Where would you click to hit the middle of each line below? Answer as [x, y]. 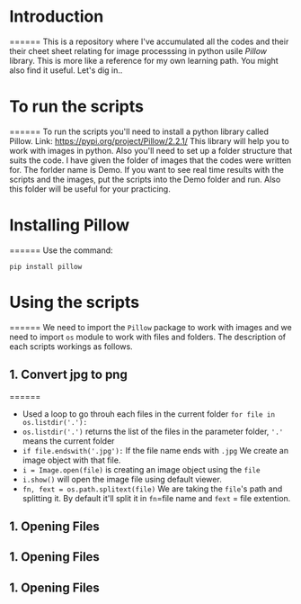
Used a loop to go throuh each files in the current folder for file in [149, 414]
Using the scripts [75, 302]
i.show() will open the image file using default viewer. [122, 479]
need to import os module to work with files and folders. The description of [147, 337]
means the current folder [68, 441]
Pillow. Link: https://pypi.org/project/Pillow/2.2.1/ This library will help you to [149, 140]
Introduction [57, 17]
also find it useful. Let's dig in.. [66, 70]
